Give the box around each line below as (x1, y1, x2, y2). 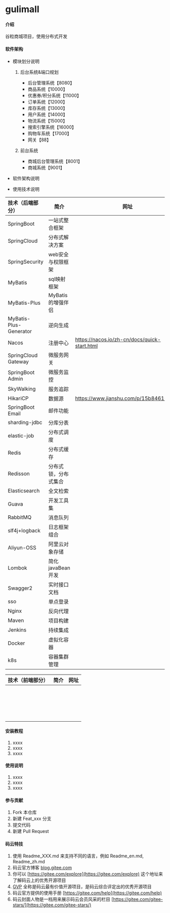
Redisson (8, 470, 30, 477)
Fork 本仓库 (12, 809, 37, 815)
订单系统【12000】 (27, 99, 68, 105)
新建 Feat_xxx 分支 (12, 816, 52, 822)
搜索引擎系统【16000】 (27, 124, 77, 130)
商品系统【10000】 (27, 86, 68, 92)
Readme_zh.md (12, 859, 46, 865)
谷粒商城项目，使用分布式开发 (5, 33, 67, 39)
